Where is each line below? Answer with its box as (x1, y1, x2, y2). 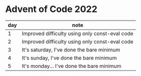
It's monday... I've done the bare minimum (22, 62, 122, 69)
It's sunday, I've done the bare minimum (22, 54, 117, 61)
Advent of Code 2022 (5, 3, 98, 15)
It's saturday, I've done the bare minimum (22, 46, 120, 53)
